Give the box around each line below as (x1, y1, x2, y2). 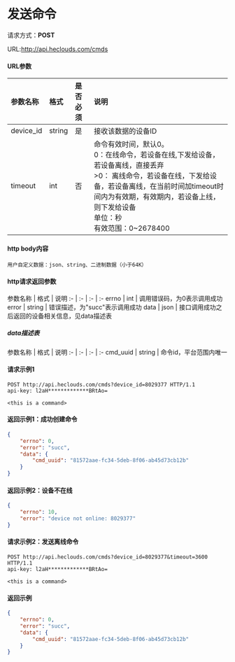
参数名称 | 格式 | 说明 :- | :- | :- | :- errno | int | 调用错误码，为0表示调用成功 (7, 294, 223, 302)
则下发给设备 (93, 202, 136, 212)
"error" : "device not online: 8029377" (20, 515, 136, 522)
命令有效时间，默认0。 (93, 139, 169, 149)
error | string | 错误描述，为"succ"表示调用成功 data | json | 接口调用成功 (7, 302, 216, 311)
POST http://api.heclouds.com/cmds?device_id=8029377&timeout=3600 (7, 554, 208, 561)
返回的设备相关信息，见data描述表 (13, 311, 112, 320)
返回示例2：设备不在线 (7, 486, 73, 494)
